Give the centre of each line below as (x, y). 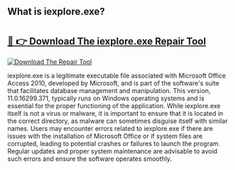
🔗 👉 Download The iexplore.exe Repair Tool (107, 41)
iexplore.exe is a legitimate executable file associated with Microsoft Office (117, 75)
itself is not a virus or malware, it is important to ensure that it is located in (115, 113)
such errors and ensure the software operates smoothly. (90, 159)
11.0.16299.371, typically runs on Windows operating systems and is (106, 98)
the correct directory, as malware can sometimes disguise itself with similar (118, 121)
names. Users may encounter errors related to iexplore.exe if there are (110, 128)
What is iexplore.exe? (56, 12)
